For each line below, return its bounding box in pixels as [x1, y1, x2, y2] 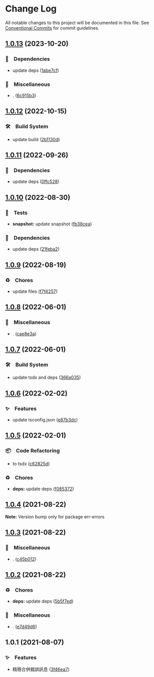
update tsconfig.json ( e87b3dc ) [12, 417, 78, 423]
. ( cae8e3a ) [12, 330, 37, 336]
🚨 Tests [5, 209, 28, 216]
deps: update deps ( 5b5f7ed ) [12, 598, 74, 604]
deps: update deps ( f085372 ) [12, 486, 74, 492]
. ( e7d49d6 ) [12, 623, 37, 629]
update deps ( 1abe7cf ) [12, 67, 59, 73]
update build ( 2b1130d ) [12, 136, 60, 142]
